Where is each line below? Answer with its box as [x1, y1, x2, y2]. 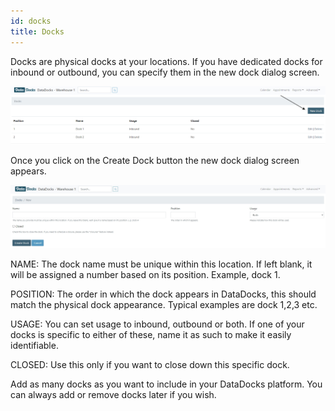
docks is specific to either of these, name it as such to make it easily [10, 329, 292, 341]
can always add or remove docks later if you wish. [10, 389, 217, 401]
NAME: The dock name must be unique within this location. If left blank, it [10, 258, 313, 270]
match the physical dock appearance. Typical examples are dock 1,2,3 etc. [10, 299, 318, 311]
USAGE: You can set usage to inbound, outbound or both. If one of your [10, 318, 305, 330]
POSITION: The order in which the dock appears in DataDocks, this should [10, 288, 317, 300]
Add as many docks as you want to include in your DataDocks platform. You [10, 378, 323, 390]
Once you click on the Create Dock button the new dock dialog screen [10, 154, 300, 166]
